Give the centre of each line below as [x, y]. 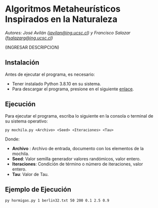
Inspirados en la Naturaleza [61, 19]
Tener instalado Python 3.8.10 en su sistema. [56, 84]
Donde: [12, 139]
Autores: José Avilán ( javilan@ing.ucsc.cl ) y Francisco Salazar [68, 33]
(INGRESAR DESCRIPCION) [32, 47]
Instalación [22, 62]
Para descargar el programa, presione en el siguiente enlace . [73, 89]
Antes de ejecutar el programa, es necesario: [50, 74]
